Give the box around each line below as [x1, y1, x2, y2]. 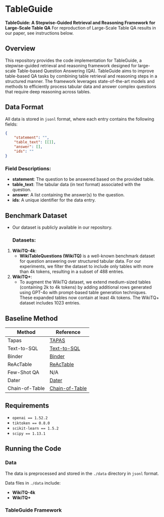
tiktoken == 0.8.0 [12, 421, 50, 426]
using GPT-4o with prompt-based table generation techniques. [19, 290, 147, 296]
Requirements [5, 402, 49, 410]
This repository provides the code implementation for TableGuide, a [5, 57, 142, 63]
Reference [55, 329, 81, 336]
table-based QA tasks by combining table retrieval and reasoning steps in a [5, 73, 158, 79]
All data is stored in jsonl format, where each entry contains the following [5, 116, 155, 122]
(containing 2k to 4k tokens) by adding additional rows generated [19, 284, 152, 290]
